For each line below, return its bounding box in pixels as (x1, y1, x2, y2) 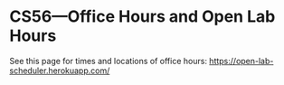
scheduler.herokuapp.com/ (9, 65, 110, 76)
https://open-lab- (209, 55, 274, 66)
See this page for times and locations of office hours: (9, 55, 208, 66)
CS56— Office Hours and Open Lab (9, 6, 276, 27)
